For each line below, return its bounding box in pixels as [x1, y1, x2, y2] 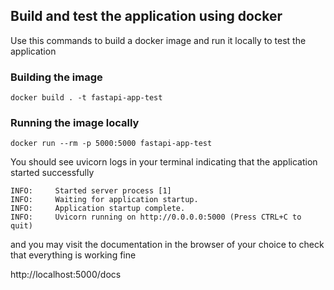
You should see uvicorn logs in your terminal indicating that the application [10, 156, 318, 168]
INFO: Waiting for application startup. [10, 195, 199, 205]
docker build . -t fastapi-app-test [10, 93, 163, 103]
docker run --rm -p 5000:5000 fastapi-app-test [10, 139, 213, 149]
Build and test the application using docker [10, 8, 283, 25]
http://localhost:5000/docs [10, 269, 122, 281]
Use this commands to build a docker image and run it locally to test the [10, 34, 307, 46]
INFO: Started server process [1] [10, 186, 172, 196]
